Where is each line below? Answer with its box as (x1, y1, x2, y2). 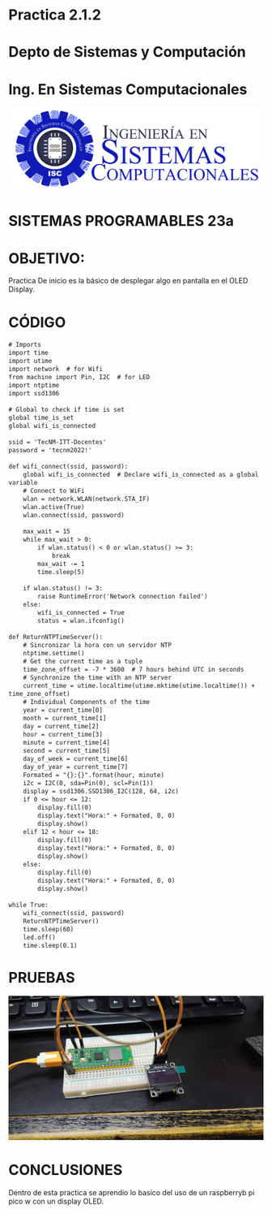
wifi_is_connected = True (37, 609, 125, 617)
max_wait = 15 (23, 528, 70, 536)
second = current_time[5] (23, 747, 111, 755)
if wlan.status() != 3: (23, 585, 104, 593)
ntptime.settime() (23, 650, 85, 658)
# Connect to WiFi (23, 487, 85, 495)
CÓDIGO (8, 313, 66, 331)
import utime (8, 357, 53, 365)
